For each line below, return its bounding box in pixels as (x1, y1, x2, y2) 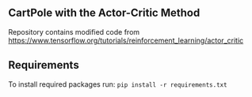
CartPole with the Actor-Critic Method (8, 6, 200, 20)
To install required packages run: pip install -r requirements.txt (8, 79, 227, 89)
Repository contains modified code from (8, 27, 140, 36)
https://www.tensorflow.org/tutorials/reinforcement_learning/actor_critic (8, 35, 244, 45)
